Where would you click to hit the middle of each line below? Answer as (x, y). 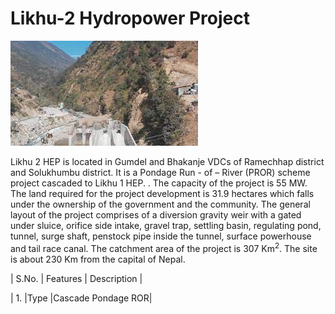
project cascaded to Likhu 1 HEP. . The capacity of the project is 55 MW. (159, 183)
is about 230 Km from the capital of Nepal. (98, 259)
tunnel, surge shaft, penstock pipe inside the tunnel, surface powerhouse (161, 236)
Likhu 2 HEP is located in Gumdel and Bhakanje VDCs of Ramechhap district (167, 161)
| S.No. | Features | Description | (76, 278)
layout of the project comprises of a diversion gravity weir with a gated (156, 214)
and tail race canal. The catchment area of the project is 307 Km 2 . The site (164, 247)
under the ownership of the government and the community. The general (160, 204)
